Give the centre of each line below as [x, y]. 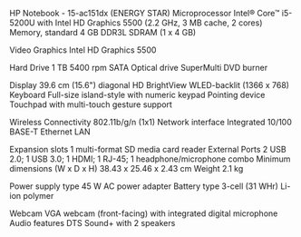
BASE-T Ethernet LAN [50, 132]
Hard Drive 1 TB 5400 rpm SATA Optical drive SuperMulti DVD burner [139, 68]
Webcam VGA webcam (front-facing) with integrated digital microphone [144, 213]
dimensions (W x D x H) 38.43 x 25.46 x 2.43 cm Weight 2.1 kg [126, 168]
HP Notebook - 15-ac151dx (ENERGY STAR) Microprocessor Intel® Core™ [145, 13]
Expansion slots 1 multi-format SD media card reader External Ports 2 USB [148, 149]
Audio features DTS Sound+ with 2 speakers [92, 223]
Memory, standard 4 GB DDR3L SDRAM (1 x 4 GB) [103, 32]
